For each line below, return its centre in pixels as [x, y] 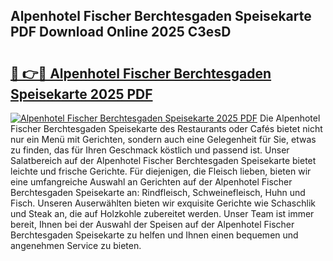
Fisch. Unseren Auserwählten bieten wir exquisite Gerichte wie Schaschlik [163, 203]
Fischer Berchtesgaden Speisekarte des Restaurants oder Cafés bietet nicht [166, 128]
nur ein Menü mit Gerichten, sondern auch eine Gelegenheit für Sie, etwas [163, 139]
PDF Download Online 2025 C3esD [121, 32]
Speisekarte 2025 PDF [81, 94]
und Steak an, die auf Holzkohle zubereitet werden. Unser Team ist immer [162, 213]
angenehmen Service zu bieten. [76, 245]
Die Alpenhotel [290, 118]
